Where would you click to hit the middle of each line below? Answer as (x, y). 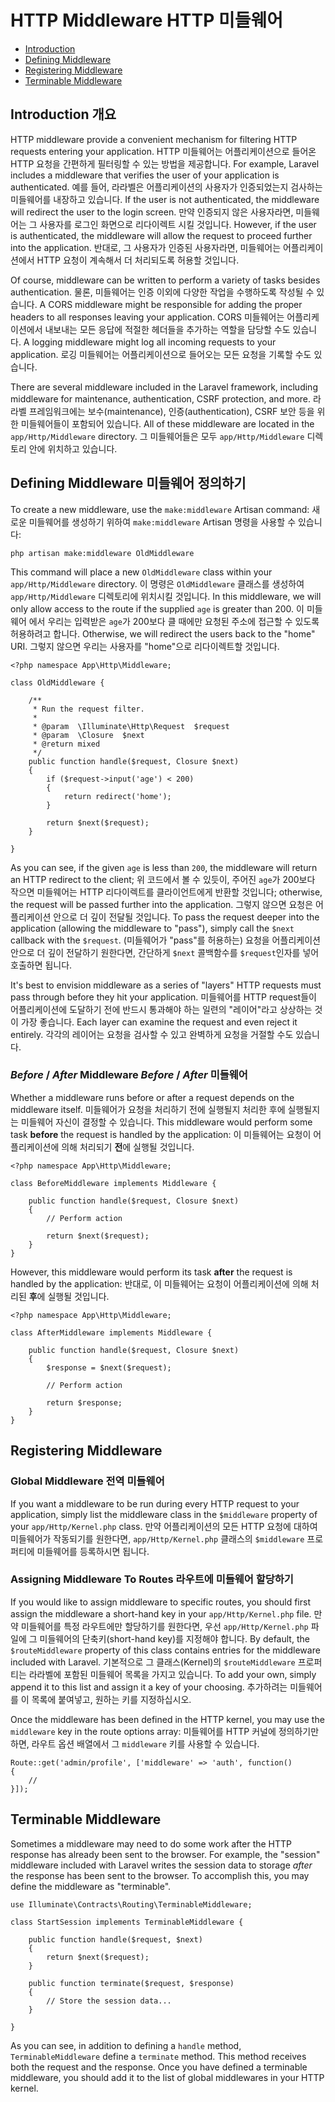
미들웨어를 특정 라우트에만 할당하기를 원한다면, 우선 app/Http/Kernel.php (164, 1626)
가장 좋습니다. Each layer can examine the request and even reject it (159, 1022)
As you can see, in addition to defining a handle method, (126, 2045)
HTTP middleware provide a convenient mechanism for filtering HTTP (154, 139)
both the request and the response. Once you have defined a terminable (159, 2067)
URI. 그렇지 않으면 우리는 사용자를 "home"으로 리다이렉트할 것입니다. (145, 646)
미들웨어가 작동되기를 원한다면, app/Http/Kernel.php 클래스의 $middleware (157, 1538)
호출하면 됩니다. (41, 965)
